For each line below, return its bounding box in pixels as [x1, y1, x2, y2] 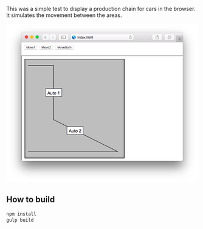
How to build [6, 194, 55, 205]
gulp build [6, 217, 34, 224]
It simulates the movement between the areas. [6, 12, 123, 19]
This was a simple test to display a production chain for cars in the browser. [6, 5, 196, 12]
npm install [6, 211, 36, 217]
